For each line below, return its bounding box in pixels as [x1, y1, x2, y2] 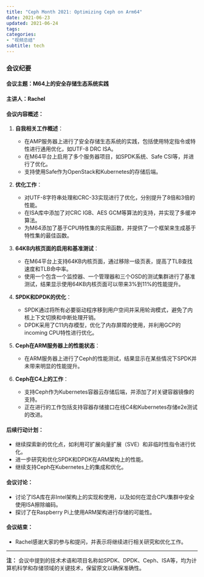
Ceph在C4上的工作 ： [15, 375, 69, 383]
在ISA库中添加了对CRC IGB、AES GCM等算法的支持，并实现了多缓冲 [24, 209, 196, 216]
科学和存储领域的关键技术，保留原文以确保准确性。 [16, 564, 144, 572]
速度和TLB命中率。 [24, 265, 72, 273]
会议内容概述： [6, 110, 44, 117]
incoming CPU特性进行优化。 [24, 329, 98, 336]
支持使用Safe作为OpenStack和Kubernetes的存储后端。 [24, 168, 162, 176]
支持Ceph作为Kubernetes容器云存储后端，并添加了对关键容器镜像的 [24, 388, 194, 395]
